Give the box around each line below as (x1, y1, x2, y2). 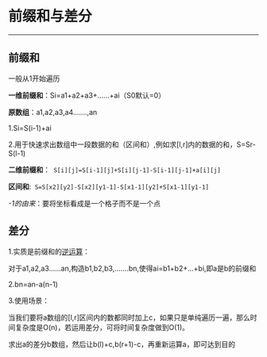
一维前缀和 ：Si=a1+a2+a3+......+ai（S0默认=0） (8, 90, 165, 100)
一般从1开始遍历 (8, 73, 60, 83)
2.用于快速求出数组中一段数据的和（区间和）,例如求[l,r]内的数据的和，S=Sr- (8, 140, 256, 149)
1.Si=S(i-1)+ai (8, 123, 52, 132)
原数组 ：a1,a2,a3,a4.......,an (8, 107, 98, 117)
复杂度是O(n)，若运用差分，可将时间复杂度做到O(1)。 (14, 322, 189, 332)
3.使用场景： (8, 295, 50, 305)
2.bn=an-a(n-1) (8, 279, 58, 289)
